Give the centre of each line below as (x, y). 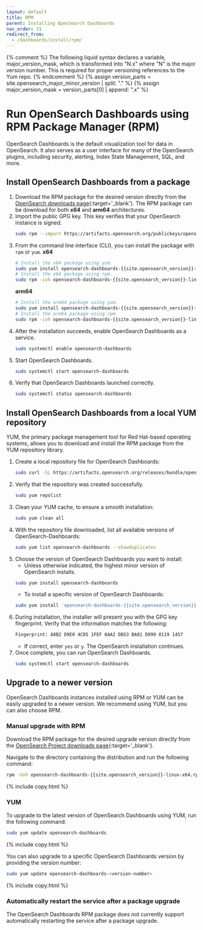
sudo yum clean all (40, 518)
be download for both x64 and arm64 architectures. (80, 209)
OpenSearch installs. (50, 571)
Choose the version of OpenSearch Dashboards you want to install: (99, 559)
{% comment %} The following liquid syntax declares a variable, (86, 57)
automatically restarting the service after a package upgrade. (82, 921)
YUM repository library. (35, 450)
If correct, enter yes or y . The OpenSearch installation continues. (104, 646)
